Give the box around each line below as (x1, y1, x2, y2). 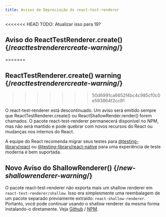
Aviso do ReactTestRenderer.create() (5, 36, 123, 44)
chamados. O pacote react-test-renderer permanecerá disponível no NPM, (5, 118, 159, 124)
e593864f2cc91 (92, 98, 125, 104)
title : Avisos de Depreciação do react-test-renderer (5, 7, 120, 13)
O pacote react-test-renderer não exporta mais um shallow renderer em (5, 185, 153, 191)
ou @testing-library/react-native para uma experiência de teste (31, 144, 161, 150)
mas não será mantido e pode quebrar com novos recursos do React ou (5, 123, 153, 129)
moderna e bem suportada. (5, 149, 61, 155)
